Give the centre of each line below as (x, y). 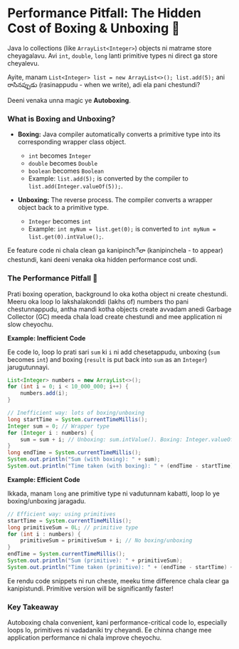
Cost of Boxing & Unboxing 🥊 (94, 28)
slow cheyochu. (31, 324)
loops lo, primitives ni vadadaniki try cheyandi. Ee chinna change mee (110, 630)
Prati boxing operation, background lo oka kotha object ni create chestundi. (118, 293)
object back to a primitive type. (63, 208)
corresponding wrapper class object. (72, 142)
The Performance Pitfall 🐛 (53, 278)
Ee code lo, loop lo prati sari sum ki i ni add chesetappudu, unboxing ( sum (114, 352)
